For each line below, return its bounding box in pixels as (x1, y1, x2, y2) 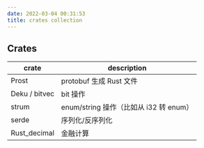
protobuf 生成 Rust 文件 (61, 76, 138, 86)
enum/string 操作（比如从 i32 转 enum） (61, 103, 194, 112)
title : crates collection (7, 17, 82, 24)
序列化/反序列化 (61, 116, 113, 126)
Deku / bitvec (10, 89, 54, 98)
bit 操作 (61, 89, 86, 99)
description (107, 64, 147, 73)
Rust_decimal (10, 128, 54, 138)
